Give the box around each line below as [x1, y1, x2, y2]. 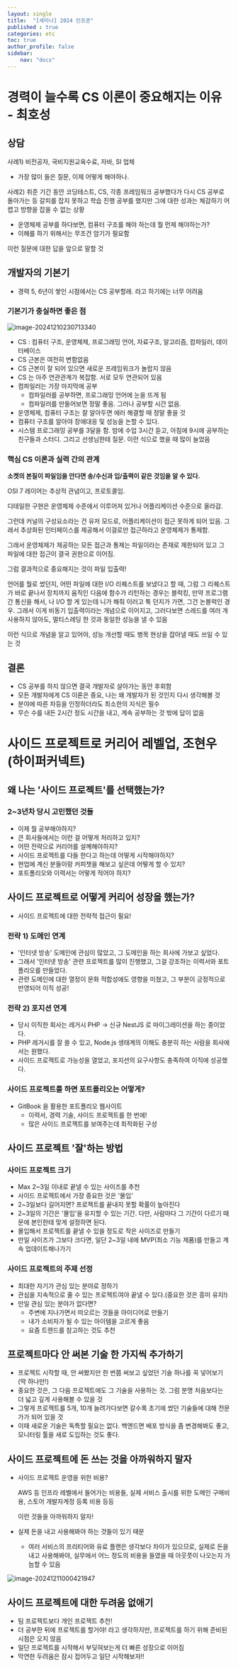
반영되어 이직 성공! [17, 984, 69, 992]
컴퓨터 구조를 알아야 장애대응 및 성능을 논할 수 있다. [17, 417, 159, 426]
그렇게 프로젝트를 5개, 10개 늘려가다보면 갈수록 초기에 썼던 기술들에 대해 [17, 1404, 217, 1413]
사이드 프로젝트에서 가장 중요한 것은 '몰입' [17, 1191, 133, 1200]
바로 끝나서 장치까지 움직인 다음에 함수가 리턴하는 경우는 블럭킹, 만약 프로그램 [14, 588, 229, 597]
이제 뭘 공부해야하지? [17, 824, 76, 833]
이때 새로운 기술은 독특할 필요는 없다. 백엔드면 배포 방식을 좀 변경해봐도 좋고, [17, 1421, 229, 1430]
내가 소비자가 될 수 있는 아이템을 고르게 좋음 [28, 1316, 149, 1325]
